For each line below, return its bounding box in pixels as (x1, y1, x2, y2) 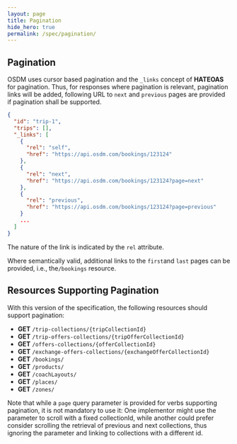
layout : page (7, 10, 46, 18)
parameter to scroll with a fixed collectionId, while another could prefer (7, 414, 214, 422)
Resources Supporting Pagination (7, 285, 159, 297)
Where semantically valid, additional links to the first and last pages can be (7, 256, 231, 265)
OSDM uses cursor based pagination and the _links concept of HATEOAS (7, 75, 224, 84)
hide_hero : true (7, 23, 55, 30)
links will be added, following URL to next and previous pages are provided (7, 90, 226, 99)
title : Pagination (7, 17, 62, 24)
